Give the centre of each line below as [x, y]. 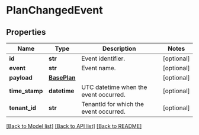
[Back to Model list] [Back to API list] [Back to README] [74, 126]
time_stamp [26, 91]
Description [119, 49]
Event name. [99, 68]
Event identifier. [103, 58]
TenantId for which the [113, 104]
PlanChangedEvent [54, 10]
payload [21, 78]
